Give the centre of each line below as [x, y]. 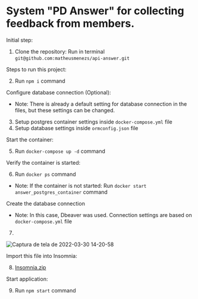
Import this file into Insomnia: [42, 256]
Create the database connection [45, 203]
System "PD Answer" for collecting [95, 11]
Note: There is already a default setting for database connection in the [101, 104]
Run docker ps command [45, 174]
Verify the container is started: [43, 162]
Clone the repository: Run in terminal [60, 51]
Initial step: [20, 40]
